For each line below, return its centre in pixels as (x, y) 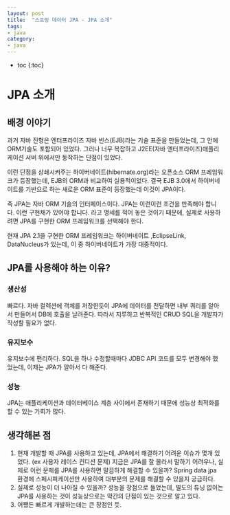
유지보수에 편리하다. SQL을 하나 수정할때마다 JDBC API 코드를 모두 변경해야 (109, 358)
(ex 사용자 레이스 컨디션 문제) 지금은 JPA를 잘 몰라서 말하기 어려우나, (124, 462)
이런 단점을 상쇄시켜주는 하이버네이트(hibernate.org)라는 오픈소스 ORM (103, 172)
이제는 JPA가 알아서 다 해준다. (67, 367)
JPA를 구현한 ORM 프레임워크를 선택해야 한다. (82, 221)
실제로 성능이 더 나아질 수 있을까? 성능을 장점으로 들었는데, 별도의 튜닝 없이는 (120, 487)
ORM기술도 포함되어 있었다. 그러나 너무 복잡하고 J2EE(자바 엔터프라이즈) (105, 149)
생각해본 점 (29, 435)
